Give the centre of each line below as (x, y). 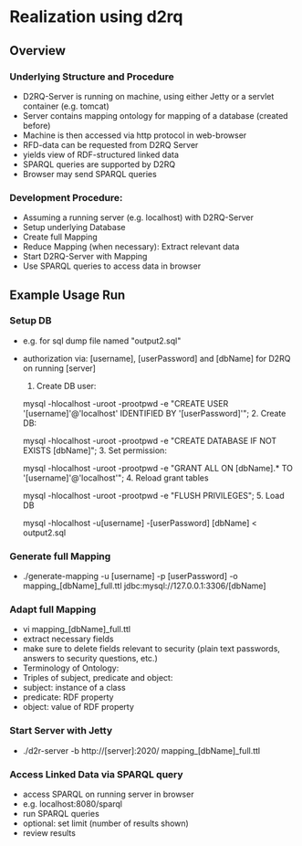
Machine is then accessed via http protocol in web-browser (135, 135)
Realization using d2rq (96, 17)
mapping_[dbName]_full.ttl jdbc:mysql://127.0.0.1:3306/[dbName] (144, 586)
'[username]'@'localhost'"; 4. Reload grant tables (115, 478)
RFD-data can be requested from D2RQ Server (110, 144)
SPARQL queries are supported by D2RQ (99, 164)
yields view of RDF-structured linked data (101, 154)
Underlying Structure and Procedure (92, 77)
